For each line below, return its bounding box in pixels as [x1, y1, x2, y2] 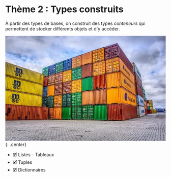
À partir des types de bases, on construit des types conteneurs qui [5, 20, 146, 26]
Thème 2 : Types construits [5, 4, 124, 15]
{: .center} [5, 141, 27, 148]
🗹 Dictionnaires [12, 166, 46, 173]
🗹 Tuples [12, 159, 33, 165]
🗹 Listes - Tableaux [12, 151, 54, 158]
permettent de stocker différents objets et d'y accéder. [5, 25, 120, 31]
